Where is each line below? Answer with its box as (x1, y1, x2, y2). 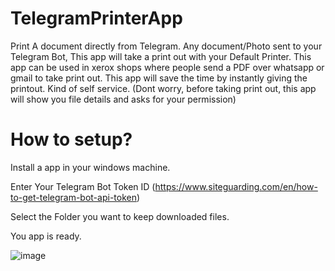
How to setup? (10, 128, 133, 151)
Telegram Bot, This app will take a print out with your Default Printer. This (10, 50, 312, 62)
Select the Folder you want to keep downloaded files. (10, 210, 230, 222)
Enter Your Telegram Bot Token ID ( (10, 180, 156, 192)
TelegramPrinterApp (10, 7, 183, 30)
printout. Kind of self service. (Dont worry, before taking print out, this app (10, 82, 317, 94)
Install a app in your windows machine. (10, 161, 171, 173)
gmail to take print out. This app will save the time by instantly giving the (10, 72, 308, 84)
